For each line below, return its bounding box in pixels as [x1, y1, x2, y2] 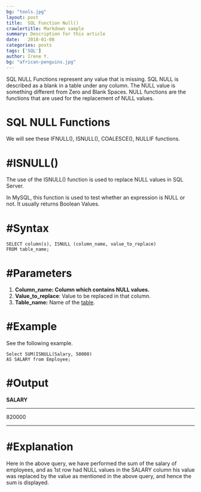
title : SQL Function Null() [6, 20, 79, 26]
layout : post [6, 14, 39, 20]
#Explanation [6, 440, 74, 454]
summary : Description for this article [6, 31, 106, 37]
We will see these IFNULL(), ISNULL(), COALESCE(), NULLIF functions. [6, 135, 181, 143]
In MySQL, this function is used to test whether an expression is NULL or [6, 194, 185, 201]
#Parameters [6, 266, 72, 280]
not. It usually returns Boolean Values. [6, 200, 100, 207]
